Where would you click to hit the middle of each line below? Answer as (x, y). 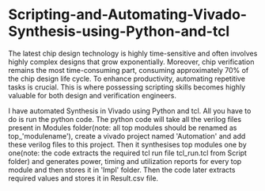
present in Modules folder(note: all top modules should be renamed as (123, 128)
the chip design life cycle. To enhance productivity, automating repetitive (127, 78)
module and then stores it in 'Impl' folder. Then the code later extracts (122, 170)
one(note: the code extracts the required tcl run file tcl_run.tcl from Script (128, 153)
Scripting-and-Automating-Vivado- (128, 15)
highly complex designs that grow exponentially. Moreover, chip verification (131, 62)
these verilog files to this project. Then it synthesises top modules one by (127, 144)
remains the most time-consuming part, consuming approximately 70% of (129, 70)
